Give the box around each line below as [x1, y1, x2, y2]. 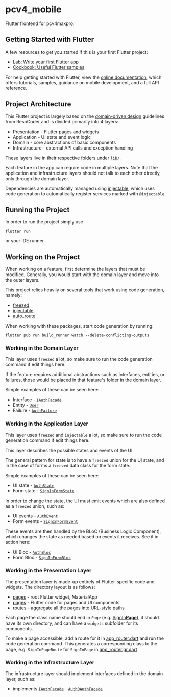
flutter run [5, 229, 31, 234]
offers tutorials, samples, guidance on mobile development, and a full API [5, 79, 159, 85]
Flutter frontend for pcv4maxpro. [5, 20, 75, 27]
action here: [5, 539, 31, 545]
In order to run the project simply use [5, 219, 83, 225]
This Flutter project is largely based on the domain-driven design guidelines [5, 113, 165, 119]
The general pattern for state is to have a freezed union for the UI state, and [5, 457, 164, 463]
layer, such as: [5, 676, 36, 682]
